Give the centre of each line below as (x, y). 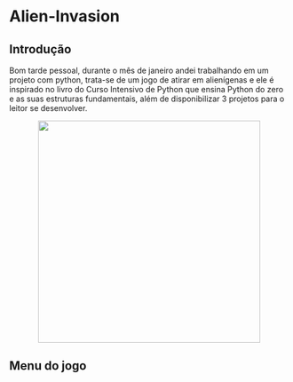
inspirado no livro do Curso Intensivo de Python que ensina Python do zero (146, 89)
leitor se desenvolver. (48, 108)
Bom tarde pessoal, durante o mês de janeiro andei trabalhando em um (139, 70)
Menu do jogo (48, 366)
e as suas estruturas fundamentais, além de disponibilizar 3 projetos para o (147, 99)
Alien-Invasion (64, 16)
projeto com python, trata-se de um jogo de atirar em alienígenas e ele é (142, 80)
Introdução (40, 49)
